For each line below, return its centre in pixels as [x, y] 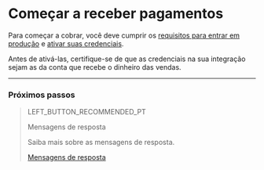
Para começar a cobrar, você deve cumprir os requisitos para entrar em [124, 35]
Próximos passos [42, 95]
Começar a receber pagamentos [116, 14]
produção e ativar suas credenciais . [66, 43]
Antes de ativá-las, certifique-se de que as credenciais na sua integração [127, 59]
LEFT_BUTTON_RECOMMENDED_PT [87, 112]
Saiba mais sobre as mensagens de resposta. [101, 143]
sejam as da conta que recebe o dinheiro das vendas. [95, 67]
